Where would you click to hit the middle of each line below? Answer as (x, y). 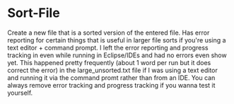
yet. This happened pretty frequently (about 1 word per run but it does (109, 62)
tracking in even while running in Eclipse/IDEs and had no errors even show (117, 55)
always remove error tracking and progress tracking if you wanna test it (111, 85)
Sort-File (34, 13)
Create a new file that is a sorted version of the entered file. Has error (109, 33)
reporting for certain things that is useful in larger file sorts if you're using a (117, 40)
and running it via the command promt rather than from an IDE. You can (111, 77)
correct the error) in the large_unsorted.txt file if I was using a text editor (112, 70)
